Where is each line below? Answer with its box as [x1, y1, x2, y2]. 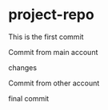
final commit [8, 93, 50, 103]
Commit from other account [8, 78, 100, 88]
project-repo [8, 6, 94, 24]
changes [8, 62, 38, 73]
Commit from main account [8, 47, 98, 57]
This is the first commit [8, 32, 84, 41]
